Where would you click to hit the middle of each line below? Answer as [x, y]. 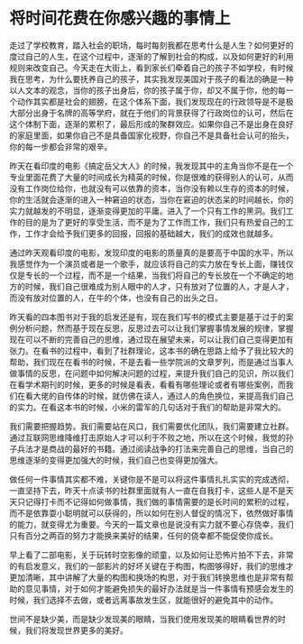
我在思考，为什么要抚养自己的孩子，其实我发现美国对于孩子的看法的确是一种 [151, 78]
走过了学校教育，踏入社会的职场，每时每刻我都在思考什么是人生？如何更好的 [151, 45]
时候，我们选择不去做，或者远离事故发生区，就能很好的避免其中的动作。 [143, 600]
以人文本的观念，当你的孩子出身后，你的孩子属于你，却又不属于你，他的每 [147, 90]
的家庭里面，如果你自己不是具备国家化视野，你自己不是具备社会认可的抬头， [151, 135]
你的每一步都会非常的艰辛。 [61, 146]
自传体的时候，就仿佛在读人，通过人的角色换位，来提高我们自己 [175, 396]
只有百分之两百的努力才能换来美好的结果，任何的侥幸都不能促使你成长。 [143, 535]
